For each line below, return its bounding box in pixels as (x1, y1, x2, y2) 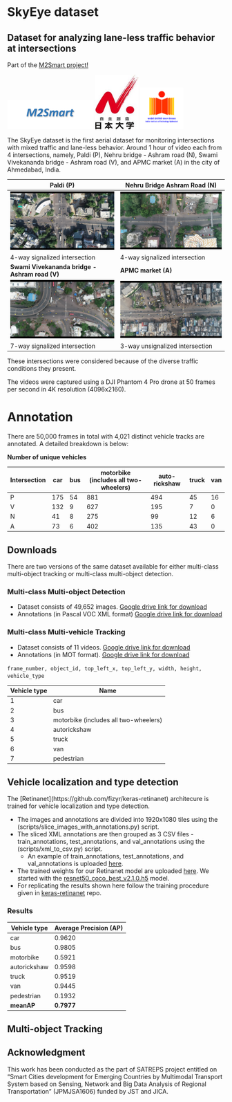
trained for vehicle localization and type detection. (7, 802, 151, 810)
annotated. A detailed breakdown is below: (7, 440, 129, 448)
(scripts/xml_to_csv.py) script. (17, 845, 103, 853)
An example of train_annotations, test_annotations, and (27, 852, 184, 861)
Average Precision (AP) (54, 924, 123, 932)
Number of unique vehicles (7, 453, 87, 461)
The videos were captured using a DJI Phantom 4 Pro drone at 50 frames (7, 378, 215, 386)
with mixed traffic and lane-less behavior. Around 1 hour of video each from (7, 143, 222, 152)
